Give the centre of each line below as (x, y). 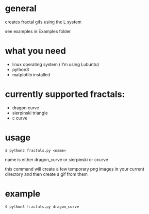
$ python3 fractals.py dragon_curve (42, 207)
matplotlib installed (31, 74)
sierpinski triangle (30, 113)
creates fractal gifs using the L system (43, 22)
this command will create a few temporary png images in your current (75, 169)
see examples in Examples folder (38, 31)
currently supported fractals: (65, 94)
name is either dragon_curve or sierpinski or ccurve (57, 159)
